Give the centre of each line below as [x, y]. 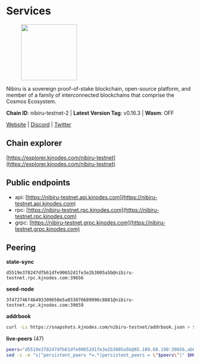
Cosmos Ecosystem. [31, 101]
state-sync [20, 262]
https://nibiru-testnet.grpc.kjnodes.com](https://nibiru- [98, 223]
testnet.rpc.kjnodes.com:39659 [45, 306]
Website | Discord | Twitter [39, 124]
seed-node [20, 289]
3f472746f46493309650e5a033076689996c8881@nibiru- [70, 300]
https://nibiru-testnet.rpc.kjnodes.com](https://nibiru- [93, 209]
